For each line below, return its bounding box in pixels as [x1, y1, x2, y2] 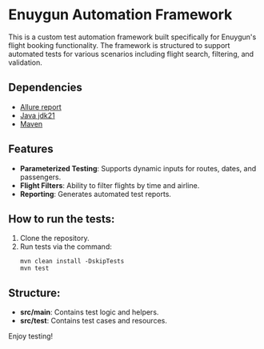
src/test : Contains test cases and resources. [19, 316, 168, 326]
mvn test [19, 264, 50, 273]
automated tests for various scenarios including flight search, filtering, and [8, 49, 254, 58]
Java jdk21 [19, 110, 55, 120]
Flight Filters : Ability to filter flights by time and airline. [19, 180, 200, 190]
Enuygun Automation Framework [8, 6, 233, 24]
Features [8, 142, 54, 156]
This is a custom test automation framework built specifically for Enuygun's [8, 32, 257, 42]
